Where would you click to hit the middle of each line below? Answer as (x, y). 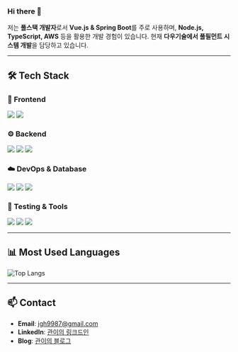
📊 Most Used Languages (64, 252)
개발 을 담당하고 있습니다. (54, 45)
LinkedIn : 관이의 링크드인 (53, 331)
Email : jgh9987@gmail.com (58, 323)
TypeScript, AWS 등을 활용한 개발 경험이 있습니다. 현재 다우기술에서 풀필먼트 (115, 36)
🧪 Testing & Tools (38, 206)
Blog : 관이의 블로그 (44, 341)
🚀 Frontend (27, 99)
